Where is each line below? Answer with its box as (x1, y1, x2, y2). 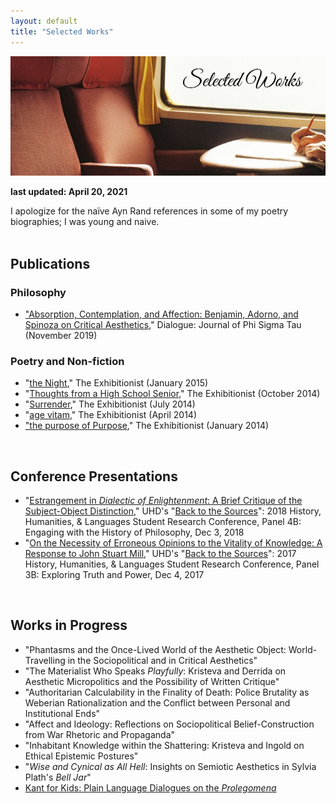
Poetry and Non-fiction (10, 354, 125, 368)
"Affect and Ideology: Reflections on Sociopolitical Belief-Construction (24, 718, 315, 730)
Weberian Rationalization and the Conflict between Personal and (24, 696, 291, 709)
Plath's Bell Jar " (24, 771, 92, 783)
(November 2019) (24, 329, 98, 341)
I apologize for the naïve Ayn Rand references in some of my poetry (10, 205, 289, 217)
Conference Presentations (10, 468, 178, 485)
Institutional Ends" (24, 707, 101, 719)
